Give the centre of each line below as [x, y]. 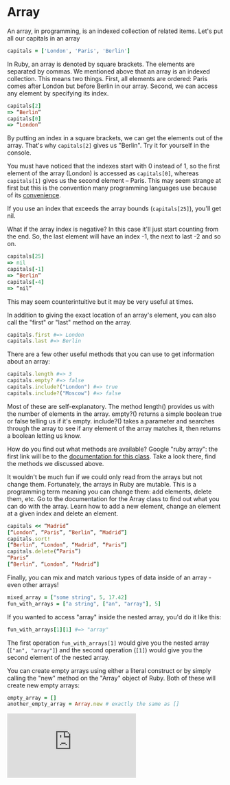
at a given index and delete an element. [63, 513]
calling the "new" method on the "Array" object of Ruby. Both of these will [112, 678]
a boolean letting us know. [44, 435]
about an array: [28, 362]
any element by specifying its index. [58, 93]
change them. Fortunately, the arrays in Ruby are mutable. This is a [102, 484]
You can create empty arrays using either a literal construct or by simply [109, 670]
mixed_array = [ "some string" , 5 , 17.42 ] [67, 597]
